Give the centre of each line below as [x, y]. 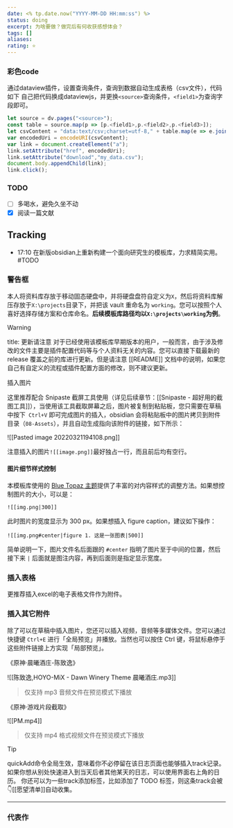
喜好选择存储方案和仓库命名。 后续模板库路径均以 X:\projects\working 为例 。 [116, 313]
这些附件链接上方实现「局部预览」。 [57, 647]
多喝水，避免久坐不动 [48, 204]
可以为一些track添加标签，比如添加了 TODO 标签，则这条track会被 [128, 780]
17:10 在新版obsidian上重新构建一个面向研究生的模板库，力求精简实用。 [119, 252]
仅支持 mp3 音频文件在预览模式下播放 [78, 692]
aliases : [20, 40]
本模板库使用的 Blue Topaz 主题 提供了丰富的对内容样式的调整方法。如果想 [113, 485]
